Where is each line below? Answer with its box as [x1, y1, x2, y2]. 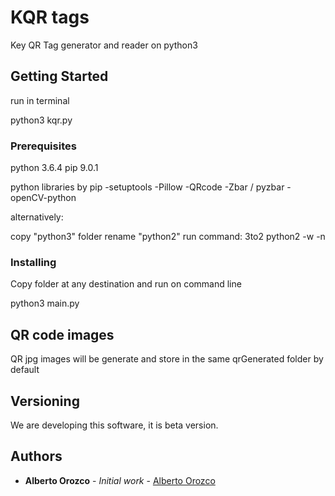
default [10, 364, 40, 376]
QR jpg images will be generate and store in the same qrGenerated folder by [10, 353, 324, 365]
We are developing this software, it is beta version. [10, 419, 219, 431]
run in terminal [10, 94, 70, 106]
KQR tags [10, 6, 90, 29]
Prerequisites [10, 139, 77, 153]
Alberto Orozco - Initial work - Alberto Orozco [24, 474, 216, 486]
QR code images [10, 326, 115, 343]
